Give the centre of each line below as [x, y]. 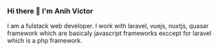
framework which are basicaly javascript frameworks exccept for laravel [109, 33]
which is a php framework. [45, 41]
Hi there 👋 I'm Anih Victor [50, 11]
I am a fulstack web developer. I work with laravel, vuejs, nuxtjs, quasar [108, 26]
